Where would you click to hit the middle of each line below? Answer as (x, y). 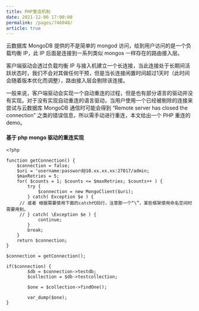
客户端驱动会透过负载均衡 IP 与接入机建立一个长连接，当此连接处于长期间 (96, 66)
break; (36, 230)
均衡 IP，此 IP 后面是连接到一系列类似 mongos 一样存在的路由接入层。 (97, 53)
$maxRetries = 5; (38, 176)
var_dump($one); (47, 298)
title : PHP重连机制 (28, 12)
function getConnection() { (41, 161)
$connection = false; (43, 166)
